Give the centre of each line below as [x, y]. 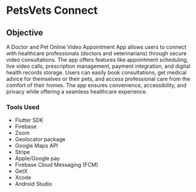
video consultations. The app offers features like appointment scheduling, [97, 60]
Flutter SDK [29, 120]
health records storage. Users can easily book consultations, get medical [97, 72]
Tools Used [23, 107]
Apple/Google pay [37, 158]
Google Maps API [36, 146]
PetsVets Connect [52, 10]
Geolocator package [40, 139]
